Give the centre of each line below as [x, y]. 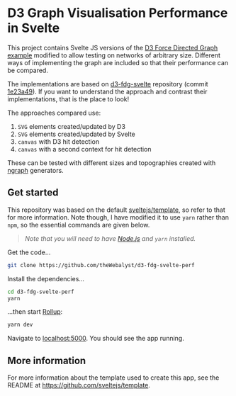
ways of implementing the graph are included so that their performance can [118, 62]
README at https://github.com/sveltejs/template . [79, 385]
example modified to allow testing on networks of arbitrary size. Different [114, 55]
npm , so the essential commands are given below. [79, 225]
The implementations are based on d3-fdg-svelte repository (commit [108, 84]
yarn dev [20, 325]
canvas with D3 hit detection [58, 141]
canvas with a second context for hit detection [84, 149]
